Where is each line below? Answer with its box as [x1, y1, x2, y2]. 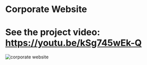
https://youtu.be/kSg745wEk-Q [5, 37, 142, 49]
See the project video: [5, 27, 100, 38]
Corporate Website [5, 4, 87, 15]
